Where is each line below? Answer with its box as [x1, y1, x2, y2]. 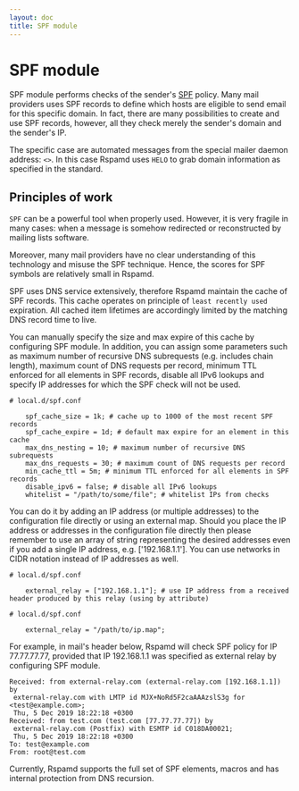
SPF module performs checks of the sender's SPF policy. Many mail [9, 89, 259, 100]
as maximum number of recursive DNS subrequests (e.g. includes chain [9, 350, 274, 362]
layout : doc [9, 13, 54, 22]
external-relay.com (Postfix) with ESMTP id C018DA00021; [12, 725, 234, 734]
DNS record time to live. [9, 315, 97, 325]
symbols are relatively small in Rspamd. [9, 269, 154, 280]
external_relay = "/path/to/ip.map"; [25, 626, 166, 635]
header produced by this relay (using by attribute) [9, 594, 210, 603]
